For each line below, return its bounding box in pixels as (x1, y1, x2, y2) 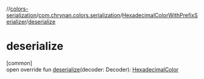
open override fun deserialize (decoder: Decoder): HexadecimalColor (6, 66, 179, 73)
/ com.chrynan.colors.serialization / (36, 12, 123, 19)
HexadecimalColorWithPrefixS (122, 12, 198, 19)
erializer (6, 18, 27, 25)
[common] (6, 59, 32, 66)
